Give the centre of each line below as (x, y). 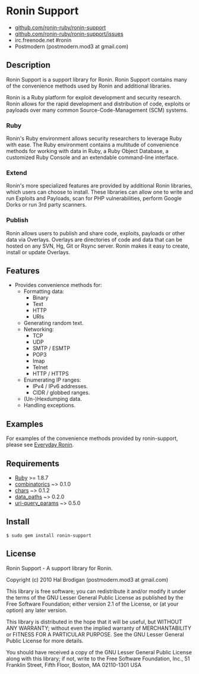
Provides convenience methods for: (58, 285)
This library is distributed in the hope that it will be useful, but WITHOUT (94, 622)
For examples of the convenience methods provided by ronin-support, (92, 438)
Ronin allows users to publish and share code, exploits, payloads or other (96, 233)
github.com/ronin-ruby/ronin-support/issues (69, 33)
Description (28, 65)
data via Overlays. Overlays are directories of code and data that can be (94, 239)
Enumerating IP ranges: (52, 380)
